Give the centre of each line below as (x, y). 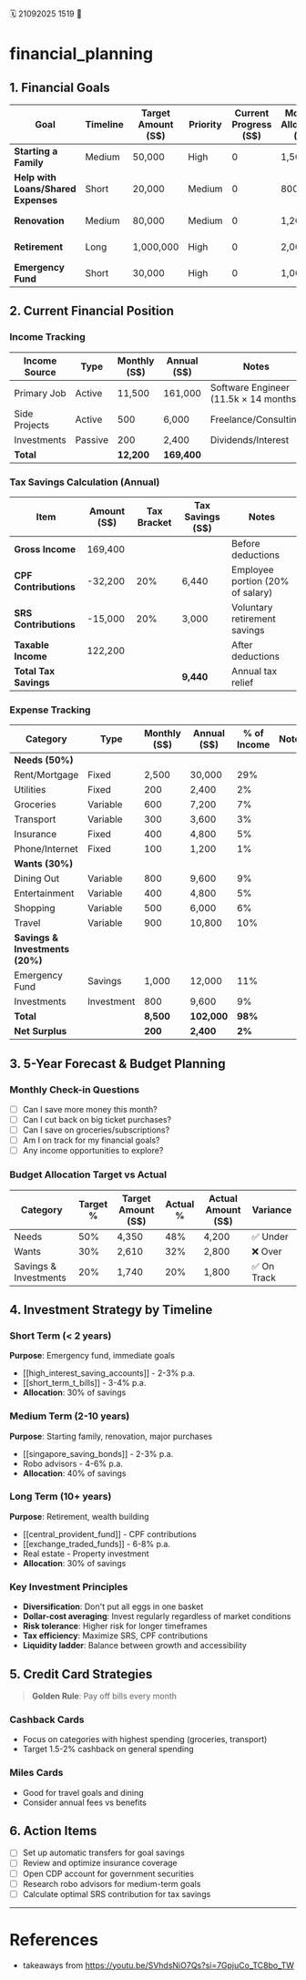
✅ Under (270, 1236)
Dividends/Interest (250, 439)
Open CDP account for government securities (108, 1873)
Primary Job (40, 393)
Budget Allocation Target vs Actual (88, 1175)
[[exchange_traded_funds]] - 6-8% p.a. (97, 1544)
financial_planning (81, 54)
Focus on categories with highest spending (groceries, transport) (145, 1739)
